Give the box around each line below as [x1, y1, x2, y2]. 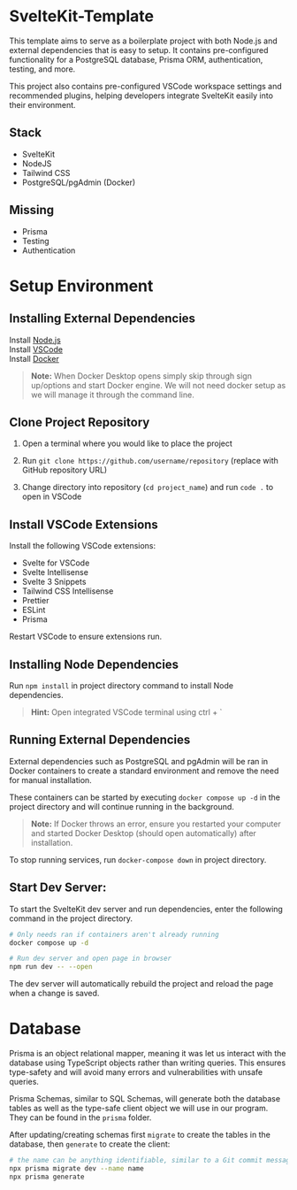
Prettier [21, 595, 49, 606]
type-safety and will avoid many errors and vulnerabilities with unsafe [9, 1067, 263, 1078]
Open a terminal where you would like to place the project [21, 438, 232, 449]
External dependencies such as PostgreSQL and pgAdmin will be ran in [9, 756, 269, 766]
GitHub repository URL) [21, 464, 108, 475]
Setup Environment [9, 276, 154, 296]
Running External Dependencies [9, 733, 191, 748]
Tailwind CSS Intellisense [21, 586, 114, 596]
